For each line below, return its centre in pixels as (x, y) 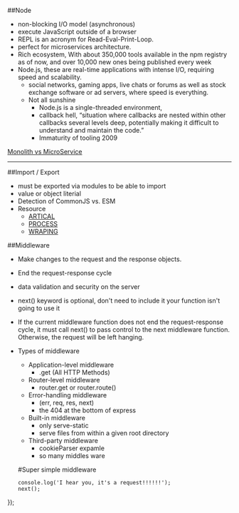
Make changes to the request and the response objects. (100, 259)
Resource (32, 209)
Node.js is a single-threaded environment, (100, 107)
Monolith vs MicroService (45, 152)
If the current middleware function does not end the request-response (121, 322)
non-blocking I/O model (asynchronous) (76, 24)
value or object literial (49, 193)
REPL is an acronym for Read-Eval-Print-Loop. (86, 39)
